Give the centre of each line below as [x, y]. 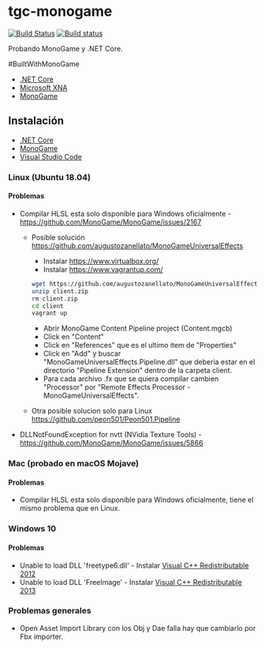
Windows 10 [32, 529]
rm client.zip [54, 299]
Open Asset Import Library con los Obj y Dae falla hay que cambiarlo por [138, 628]
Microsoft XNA [44, 87]
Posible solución [58, 237]
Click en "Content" [73, 337]
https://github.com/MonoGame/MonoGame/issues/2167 [110, 222]
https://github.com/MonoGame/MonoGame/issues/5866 [111, 443]
